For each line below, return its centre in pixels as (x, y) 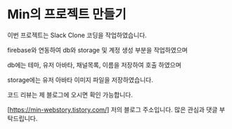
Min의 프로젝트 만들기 (67, 14)
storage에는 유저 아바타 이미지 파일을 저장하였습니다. (80, 80)
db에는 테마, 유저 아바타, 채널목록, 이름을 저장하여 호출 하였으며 (94, 64)
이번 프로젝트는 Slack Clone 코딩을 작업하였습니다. (77, 35)
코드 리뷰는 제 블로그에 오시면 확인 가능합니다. (70, 95)
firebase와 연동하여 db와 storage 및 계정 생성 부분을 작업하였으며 (98, 50)
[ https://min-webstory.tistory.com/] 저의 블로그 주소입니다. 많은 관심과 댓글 (112, 109)
